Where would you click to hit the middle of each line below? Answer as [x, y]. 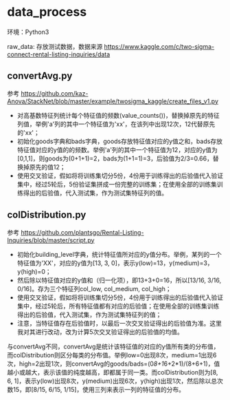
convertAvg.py [40, 76]
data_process [47, 12]
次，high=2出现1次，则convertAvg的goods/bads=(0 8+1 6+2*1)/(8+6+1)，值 [114, 364]
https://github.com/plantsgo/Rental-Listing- [82, 232]
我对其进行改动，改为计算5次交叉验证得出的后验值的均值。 [100, 332]
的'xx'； [28, 132]
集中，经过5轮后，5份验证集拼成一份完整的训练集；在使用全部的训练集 [117, 184]
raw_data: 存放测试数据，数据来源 [55, 46]
